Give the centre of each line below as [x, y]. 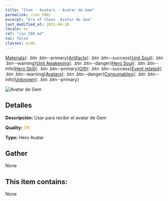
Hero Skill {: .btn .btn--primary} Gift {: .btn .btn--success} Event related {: [89, 68]
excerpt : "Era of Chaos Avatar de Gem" [49, 19]
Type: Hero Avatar [25, 137]
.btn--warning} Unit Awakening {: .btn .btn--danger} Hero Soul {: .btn [75, 63]
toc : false [17, 39]
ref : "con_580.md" [25, 34]
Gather [17, 153]
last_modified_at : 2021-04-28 [37, 24]
